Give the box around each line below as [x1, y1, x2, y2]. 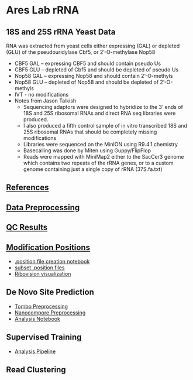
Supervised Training [6, 332, 82, 343]
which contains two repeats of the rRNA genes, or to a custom [23, 159, 174, 166]
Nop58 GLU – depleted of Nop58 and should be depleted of [14, 78, 159, 85]
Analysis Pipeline [14, 348, 56, 355]
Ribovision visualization [14, 270, 71, 277]
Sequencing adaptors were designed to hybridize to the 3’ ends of [23, 104, 183, 110]
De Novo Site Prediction [6, 287, 95, 297]
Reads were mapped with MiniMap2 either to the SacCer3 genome [23, 153, 184, 160]
